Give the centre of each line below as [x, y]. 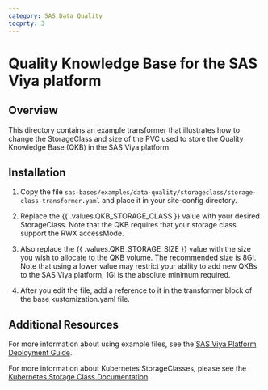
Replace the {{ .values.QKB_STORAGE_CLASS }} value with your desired [140, 216]
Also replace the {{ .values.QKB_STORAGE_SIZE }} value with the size [136, 249]
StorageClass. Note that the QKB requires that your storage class [128, 225]
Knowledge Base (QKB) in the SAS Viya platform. [90, 147]
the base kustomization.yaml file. [75, 299]
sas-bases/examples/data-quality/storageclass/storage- [160, 193]
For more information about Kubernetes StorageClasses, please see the [128, 368]
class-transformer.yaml [60, 201]
